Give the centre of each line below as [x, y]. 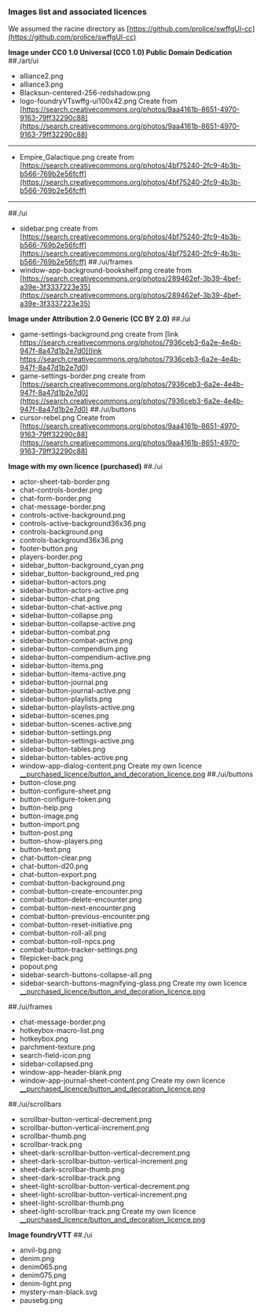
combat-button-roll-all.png [63, 933]
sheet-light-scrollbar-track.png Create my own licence [108, 1212]
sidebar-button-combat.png [65, 633]
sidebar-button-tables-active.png [73, 758]
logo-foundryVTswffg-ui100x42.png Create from [99, 101]
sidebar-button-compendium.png [73, 649]
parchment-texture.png [57, 1047]
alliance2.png [42, 76]
